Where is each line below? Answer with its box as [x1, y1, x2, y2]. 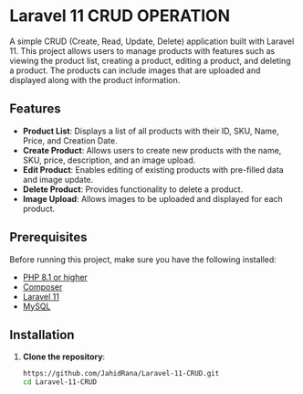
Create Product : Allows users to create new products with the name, [22, 144, 282, 155]
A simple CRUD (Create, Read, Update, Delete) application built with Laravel [9, 36, 295, 47]
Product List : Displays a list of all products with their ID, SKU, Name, [22, 125, 280, 136]
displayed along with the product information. [9, 74, 181, 85]
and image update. [22, 174, 94, 185]
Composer [22, 281, 63, 293]
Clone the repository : [22, 351, 106, 362]
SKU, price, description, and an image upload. [22, 154, 196, 165]
